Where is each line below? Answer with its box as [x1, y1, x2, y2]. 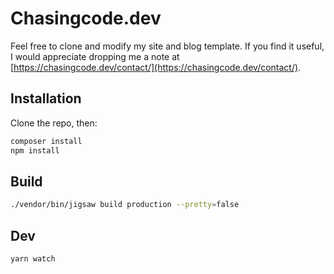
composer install [10, 136, 83, 146]
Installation [10, 90, 82, 107]
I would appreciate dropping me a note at [10, 50, 180, 62]
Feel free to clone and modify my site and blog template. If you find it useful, [10, 40, 325, 52]
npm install [10, 145, 60, 156]
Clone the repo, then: [10, 117, 98, 129]
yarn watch [10, 254, 56, 264]
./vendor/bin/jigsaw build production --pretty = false [10, 200, 240, 210]
